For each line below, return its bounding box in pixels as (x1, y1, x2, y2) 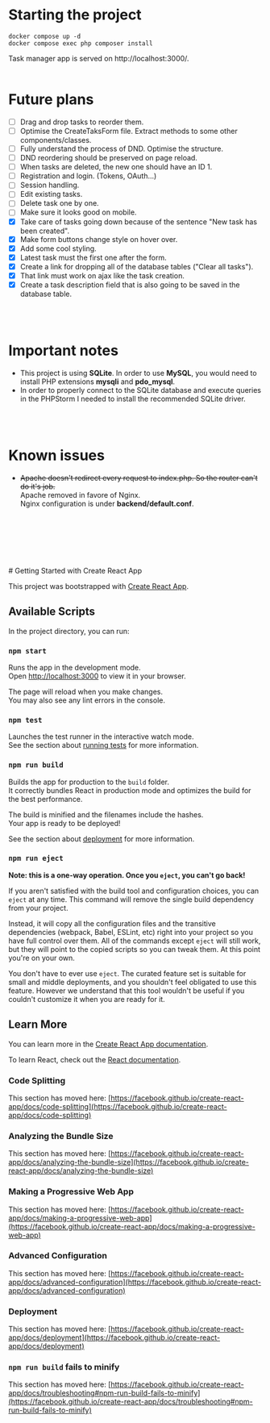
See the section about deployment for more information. (8, 833, 195, 844)
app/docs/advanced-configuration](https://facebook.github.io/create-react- (8, 1277, 262, 1287)
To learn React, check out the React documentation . (8, 1054, 181, 1064)
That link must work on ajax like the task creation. (19, 270, 185, 280)
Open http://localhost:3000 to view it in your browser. (8, 671, 187, 681)
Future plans (8, 90, 94, 109)
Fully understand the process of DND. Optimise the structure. (19, 144, 224, 153)
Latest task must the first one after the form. (19, 252, 167, 262)
